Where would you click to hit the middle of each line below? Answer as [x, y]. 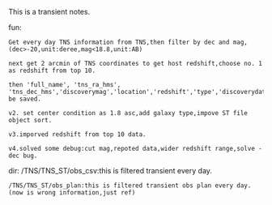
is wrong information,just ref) [81, 193]
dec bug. [23, 156]
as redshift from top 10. [52, 70]
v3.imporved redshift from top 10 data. [78, 135]
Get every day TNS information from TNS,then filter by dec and [119, 42]
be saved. [25, 99]
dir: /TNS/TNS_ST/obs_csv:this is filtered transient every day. [110, 171]
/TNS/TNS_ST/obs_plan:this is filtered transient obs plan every [121, 186]
